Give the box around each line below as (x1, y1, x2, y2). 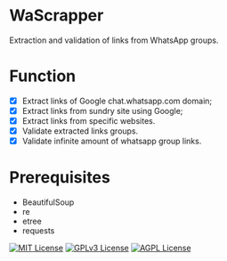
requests (21, 225, 55, 236)
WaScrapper (9, 5, 104, 26)
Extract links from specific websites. (21, 116, 156, 126)
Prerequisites (9, 167, 111, 188)
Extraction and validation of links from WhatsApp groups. (9, 35, 219, 45)
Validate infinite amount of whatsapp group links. (21, 135, 202, 147)
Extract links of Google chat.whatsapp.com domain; (21, 95, 213, 106)
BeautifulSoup (21, 197, 75, 208)
